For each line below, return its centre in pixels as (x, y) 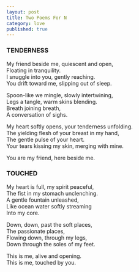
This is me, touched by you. (41, 262)
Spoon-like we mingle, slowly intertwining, (60, 95)
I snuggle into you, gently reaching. (51, 76)
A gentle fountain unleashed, (43, 200)
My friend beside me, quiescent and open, (60, 64)
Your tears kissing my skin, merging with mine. (65, 146)
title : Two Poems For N (37, 18)
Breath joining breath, (34, 108)
